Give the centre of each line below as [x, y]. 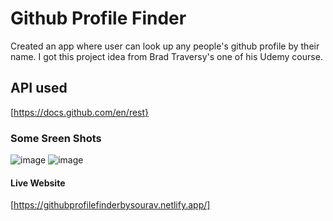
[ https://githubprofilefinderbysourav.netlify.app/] [110, 205]
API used [39, 88]
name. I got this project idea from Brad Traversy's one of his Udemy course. [166, 56]
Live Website [38, 183]
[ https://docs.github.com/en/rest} [80, 112]
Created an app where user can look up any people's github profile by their [165, 46]
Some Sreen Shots [56, 138]
